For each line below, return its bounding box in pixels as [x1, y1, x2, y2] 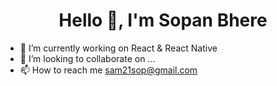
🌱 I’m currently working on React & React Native [19, 42, 218, 54]
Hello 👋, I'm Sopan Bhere [58, 9, 268, 32]
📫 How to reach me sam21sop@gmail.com [19, 64, 198, 76]
